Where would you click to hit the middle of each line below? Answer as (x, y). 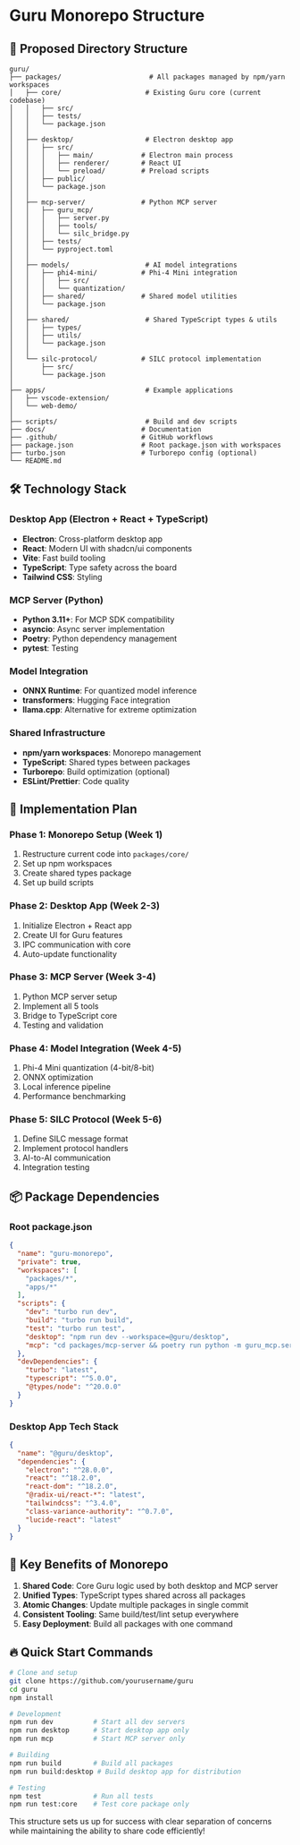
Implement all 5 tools (60, 1006)
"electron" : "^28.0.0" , (70, 1470)
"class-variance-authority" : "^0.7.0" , (100, 1511)
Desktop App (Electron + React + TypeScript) (109, 519)
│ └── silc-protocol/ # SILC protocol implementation (135, 359)
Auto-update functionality (70, 953)
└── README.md (36, 461)
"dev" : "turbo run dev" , (71, 1312)
